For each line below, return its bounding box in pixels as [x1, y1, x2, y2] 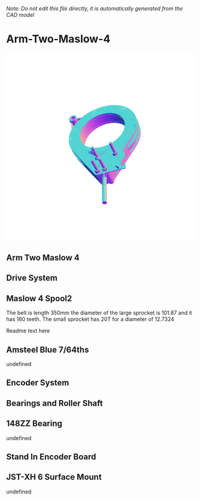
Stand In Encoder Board [6, 451, 96, 462]
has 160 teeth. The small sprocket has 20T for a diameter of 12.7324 [6, 316, 175, 323]
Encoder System [6, 378, 69, 388]
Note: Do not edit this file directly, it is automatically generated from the [6, 5, 183, 12]
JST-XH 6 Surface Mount [6, 472, 102, 482]
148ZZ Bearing [6, 419, 63, 429]
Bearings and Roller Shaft [6, 398, 103, 408]
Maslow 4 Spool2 [6, 293, 72, 304]
